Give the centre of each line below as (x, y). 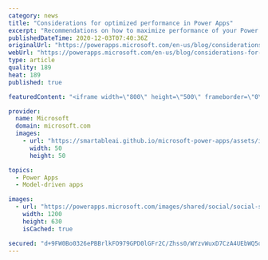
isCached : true (48, 229)
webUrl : (21, 53)
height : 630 (42, 221)
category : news (33, 16)
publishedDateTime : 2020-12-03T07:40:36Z (78, 38)
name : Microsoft (42, 119)
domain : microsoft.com (53, 126)
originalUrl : (30, 45)
